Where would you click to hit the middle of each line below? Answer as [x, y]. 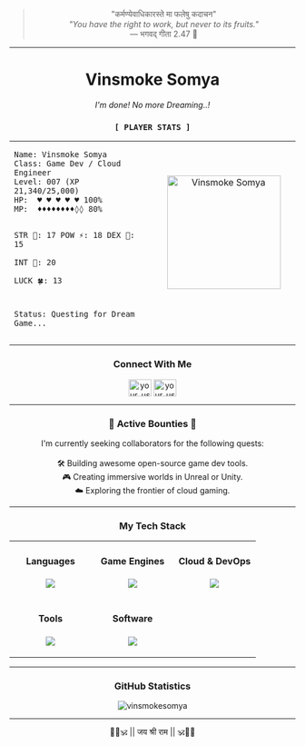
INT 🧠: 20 [35, 262]
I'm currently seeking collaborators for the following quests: [152, 443]
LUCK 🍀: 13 [38, 280]
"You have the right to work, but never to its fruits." [163, 24]
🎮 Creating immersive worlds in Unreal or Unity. [152, 477]
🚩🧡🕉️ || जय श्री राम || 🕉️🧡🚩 [152, 731]
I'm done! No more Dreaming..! [152, 104]
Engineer [33, 173]
